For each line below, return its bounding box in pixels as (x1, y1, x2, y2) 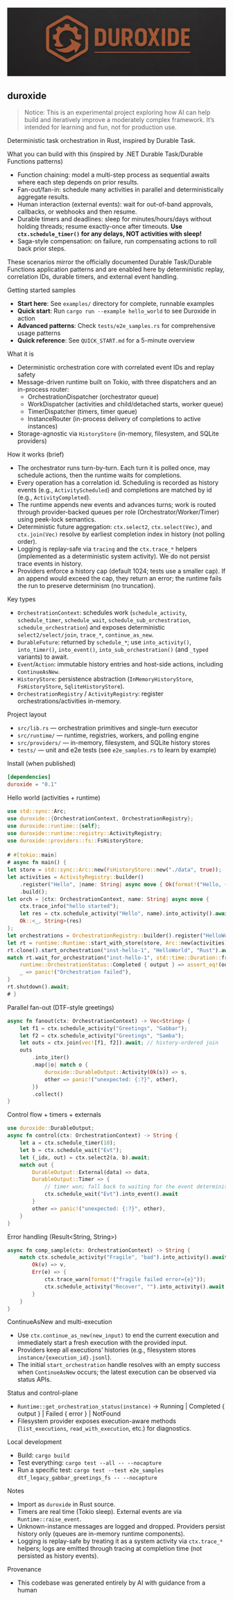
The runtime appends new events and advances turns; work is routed (17, 501, 216, 509)
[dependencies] (7, 774, 51, 781)
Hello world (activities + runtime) (7, 793, 101, 802)
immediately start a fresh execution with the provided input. (17, 1339, 188, 1347)
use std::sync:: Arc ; (7, 808, 67, 815)
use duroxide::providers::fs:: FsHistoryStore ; (7, 837, 144, 844)
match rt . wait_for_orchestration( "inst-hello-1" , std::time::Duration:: (7, 954, 222, 961)
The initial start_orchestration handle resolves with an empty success (17, 1361, 221, 1369)
